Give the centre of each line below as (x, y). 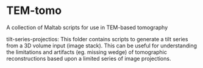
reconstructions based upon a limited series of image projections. (89, 58)
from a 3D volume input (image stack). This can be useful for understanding (101, 46)
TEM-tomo (34, 11)
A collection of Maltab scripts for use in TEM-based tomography (87, 27)
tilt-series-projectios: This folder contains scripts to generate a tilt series (97, 39)
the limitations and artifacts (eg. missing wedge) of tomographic (87, 52)
